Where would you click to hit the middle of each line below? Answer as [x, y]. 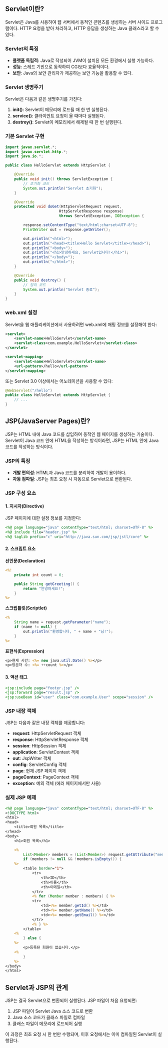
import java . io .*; [24, 156]
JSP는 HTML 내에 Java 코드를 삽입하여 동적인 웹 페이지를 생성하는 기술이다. [79, 434]
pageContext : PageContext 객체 [45, 777]
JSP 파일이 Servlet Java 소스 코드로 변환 [53, 1011]
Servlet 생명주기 [24, 87]
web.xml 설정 [21, 312]
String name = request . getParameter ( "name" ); [62, 622]
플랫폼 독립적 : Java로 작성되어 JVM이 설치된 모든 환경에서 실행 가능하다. [83, 60]
